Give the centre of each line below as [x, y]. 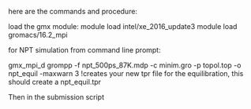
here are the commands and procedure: [73, 11]
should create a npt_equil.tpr [54, 82]
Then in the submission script [56, 97]
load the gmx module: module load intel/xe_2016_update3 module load [123, 26]
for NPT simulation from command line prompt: [84, 50]
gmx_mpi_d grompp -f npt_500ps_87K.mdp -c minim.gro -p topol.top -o [125, 65]
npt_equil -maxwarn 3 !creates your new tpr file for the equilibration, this [126, 73]
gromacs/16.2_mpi [38, 35]
